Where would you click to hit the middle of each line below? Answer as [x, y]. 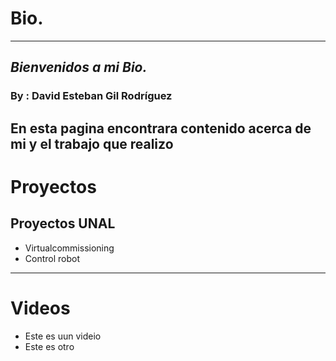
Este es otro [49, 346]
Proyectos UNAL [63, 223]
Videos [40, 308]
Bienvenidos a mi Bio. [79, 67]
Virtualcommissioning [69, 248]
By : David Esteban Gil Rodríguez [91, 96]
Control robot [52, 258]
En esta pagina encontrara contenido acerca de [161, 128]
